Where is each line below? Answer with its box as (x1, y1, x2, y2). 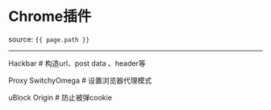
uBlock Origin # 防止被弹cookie (8, 92, 113, 102)
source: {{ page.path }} (8, 34, 90, 44)
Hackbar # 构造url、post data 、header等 (8, 58, 146, 68)
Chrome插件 (8, 7, 92, 26)
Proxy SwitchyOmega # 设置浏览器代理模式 (8, 75, 152, 85)
